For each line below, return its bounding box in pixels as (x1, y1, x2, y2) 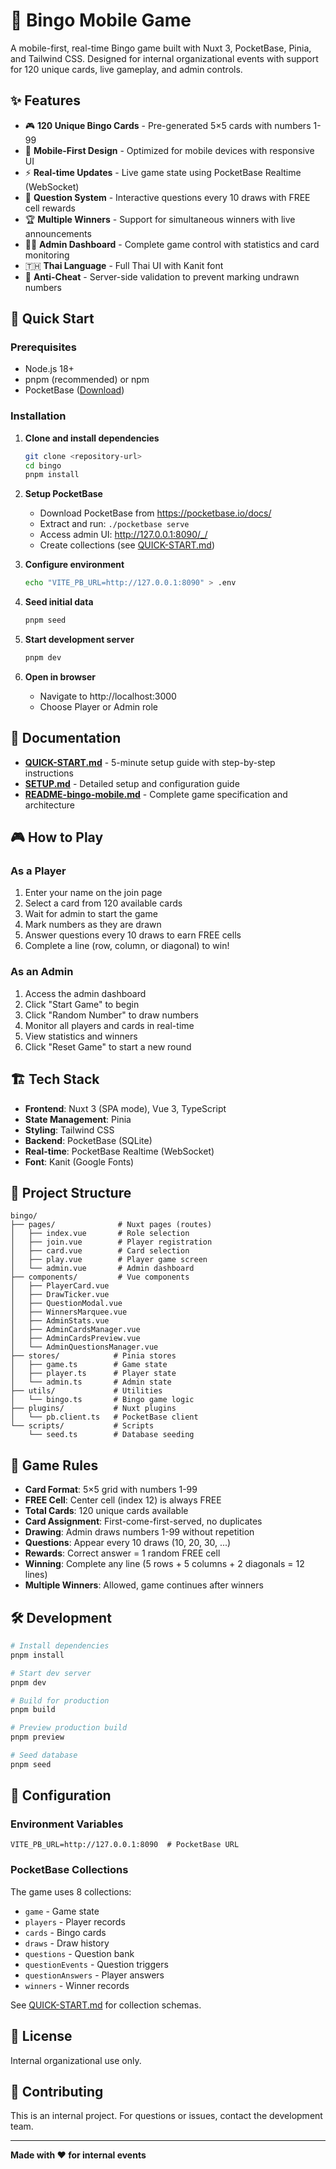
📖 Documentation (10, 730, 122, 747)
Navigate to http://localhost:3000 (39, 690, 177, 702)
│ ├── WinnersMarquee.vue (10, 1307, 128, 1318)
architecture (24, 799, 76, 811)
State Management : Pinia (24, 1113, 132, 1125)
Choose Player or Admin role (39, 700, 159, 713)
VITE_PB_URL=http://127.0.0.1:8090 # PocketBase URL (10, 1840, 240, 1850)
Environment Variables (10, 1817, 124, 1831)
